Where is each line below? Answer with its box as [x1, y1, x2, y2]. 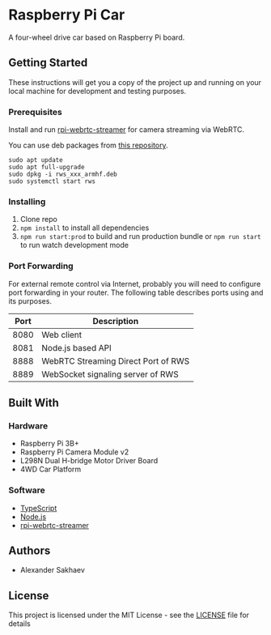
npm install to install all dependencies [19, 223, 150, 232]
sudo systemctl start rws [8, 177, 95, 185]
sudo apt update [8, 156, 63, 164]
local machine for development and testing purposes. [8, 86, 187, 96]
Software [8, 484, 46, 496]
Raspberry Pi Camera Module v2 [19, 447, 129, 457]
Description [92, 315, 139, 326]
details [8, 619, 31, 629]
